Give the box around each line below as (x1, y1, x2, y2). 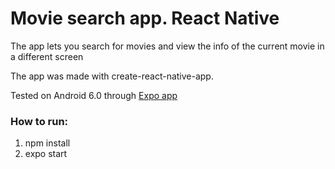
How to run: (10, 114, 69, 128)
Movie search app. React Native (10, 7, 280, 30)
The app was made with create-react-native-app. (10, 70, 214, 82)
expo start (24, 148, 68, 160)
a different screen (10, 50, 84, 62)
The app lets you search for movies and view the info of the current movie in (10, 40, 325, 52)
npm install (24, 137, 71, 149)
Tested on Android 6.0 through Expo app (10, 89, 178, 101)
